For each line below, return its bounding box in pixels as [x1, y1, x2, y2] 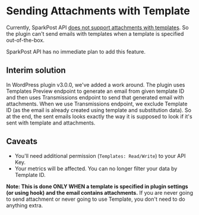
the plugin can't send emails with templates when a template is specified [6, 30, 184, 37]
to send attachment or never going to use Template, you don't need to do [6, 195, 185, 202]
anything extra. [6, 201, 43, 209]
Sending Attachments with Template [6, 4, 190, 18]
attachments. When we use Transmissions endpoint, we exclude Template [6, 100, 188, 107]
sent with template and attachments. [6, 119, 96, 126]
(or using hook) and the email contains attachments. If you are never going [6, 189, 193, 196]
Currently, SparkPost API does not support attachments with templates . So [6, 24, 189, 31]
